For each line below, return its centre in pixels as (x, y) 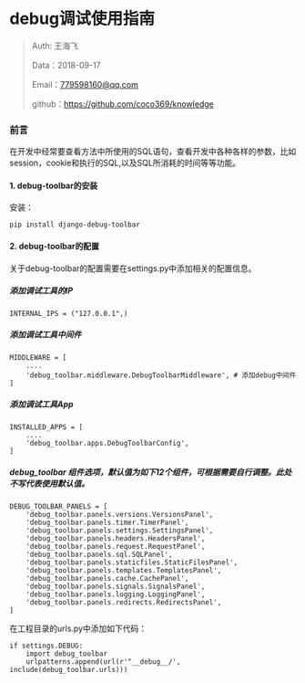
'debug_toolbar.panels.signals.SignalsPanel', (116, 586)
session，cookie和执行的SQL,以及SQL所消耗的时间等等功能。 (125, 163)
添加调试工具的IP (41, 291)
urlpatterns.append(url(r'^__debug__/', (103, 662)
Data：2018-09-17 (66, 65)
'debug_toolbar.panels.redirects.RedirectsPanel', (124, 602)
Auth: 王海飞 (55, 46)
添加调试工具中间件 (46, 335)
